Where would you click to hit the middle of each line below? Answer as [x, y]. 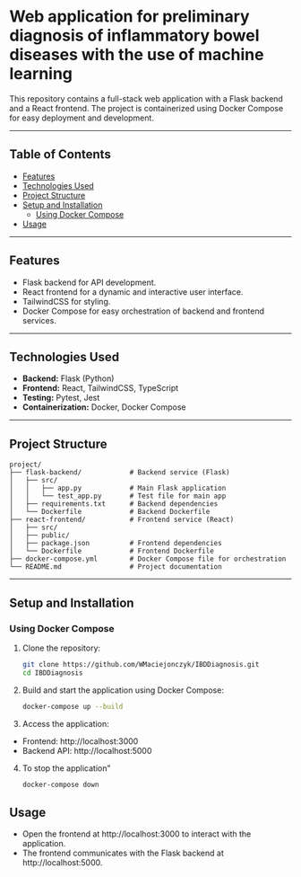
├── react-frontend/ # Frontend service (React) [122, 520]
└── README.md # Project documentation [116, 567]
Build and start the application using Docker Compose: [123, 690]
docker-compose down [60, 784]
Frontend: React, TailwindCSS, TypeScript [100, 388]
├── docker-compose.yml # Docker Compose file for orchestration [148, 559]
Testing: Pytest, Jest [61, 398]
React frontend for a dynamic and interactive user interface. [133, 292]
